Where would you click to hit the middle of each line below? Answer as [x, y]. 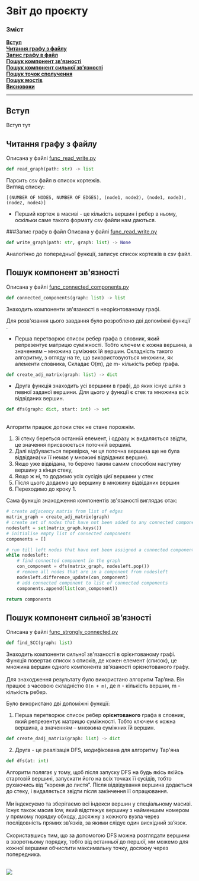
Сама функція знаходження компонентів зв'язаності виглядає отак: [92, 501]
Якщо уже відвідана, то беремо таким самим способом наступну [98, 464]
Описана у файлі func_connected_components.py [68, 287]
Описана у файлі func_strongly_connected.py [62, 632]
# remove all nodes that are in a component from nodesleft [92, 572]
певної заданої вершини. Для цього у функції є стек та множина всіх [102, 392]
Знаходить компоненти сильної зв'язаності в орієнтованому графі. [91, 654]
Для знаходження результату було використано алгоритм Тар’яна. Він [95, 680]
